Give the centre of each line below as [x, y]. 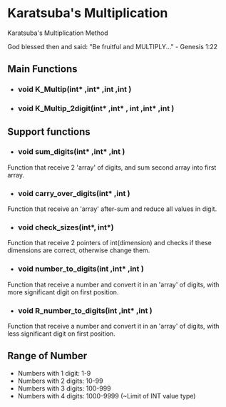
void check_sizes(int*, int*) [66, 227]
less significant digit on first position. [61, 334]
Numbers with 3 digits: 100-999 [65, 388]
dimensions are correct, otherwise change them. [79, 250]
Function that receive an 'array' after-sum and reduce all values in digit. [112, 209]
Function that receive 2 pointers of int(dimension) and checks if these [109, 243]
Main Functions [42, 69]
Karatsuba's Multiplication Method [58, 33]
